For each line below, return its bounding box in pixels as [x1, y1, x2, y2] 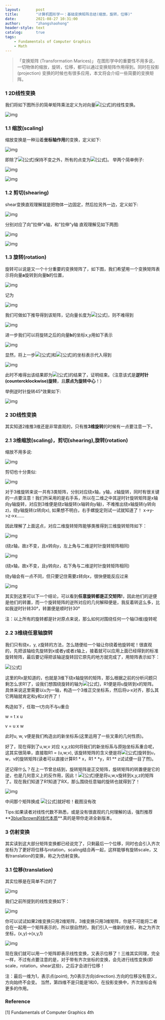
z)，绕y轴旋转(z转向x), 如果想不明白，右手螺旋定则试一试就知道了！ [5, 507, 142, 513]
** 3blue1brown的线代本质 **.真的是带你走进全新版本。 [5, 815, 114, 821]
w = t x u [5, 713, 23, 719]
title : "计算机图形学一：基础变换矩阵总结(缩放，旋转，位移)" [5, 12, 133, 17]
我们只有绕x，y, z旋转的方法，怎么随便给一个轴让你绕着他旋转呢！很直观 [5, 641, 152, 647]
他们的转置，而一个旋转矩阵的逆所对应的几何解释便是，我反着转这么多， [9, 600, 156, 606]
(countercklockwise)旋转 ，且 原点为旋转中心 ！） [5, 378, 105, 384]
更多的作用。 [5, 986, 31, 992]
